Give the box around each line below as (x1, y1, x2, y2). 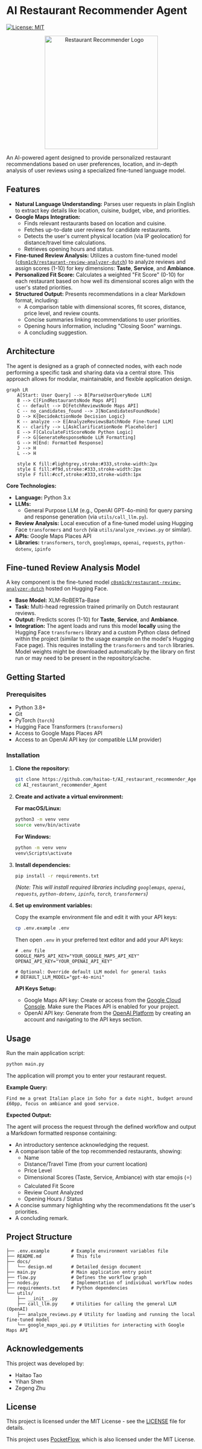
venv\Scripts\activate (14, 850, 72, 856)
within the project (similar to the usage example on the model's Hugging (14, 635, 194, 642)
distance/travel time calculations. (24, 239, 107, 246)
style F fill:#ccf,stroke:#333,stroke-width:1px (17, 471, 142, 477)
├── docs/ (6, 1258, 31, 1265)
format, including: (14, 297, 59, 304)
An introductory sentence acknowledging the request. (14, 1141, 150, 1149)
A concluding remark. (14, 1215, 69, 1222)
